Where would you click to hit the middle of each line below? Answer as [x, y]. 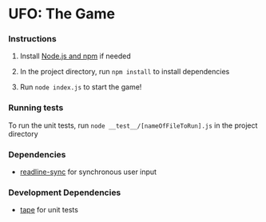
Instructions [33, 39]
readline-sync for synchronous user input [88, 172]
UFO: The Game [62, 14]
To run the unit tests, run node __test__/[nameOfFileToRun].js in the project [133, 125]
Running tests [36, 108]
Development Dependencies [65, 192]
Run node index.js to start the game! [81, 87]
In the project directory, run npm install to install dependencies [125, 72]
